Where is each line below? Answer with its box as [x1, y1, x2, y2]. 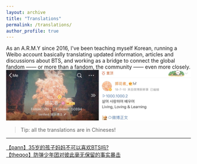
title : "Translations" [6, 15, 62, 22]
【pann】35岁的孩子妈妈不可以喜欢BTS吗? [6, 144, 109, 151]
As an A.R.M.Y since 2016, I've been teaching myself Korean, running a [6, 45, 178, 52]
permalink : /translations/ [6, 22, 72, 28]
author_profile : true [6, 28, 59, 34]
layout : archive [6, 9, 46, 15]
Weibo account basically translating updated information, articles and [6, 51, 174, 58]
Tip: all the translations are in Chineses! [20, 127, 116, 134]
